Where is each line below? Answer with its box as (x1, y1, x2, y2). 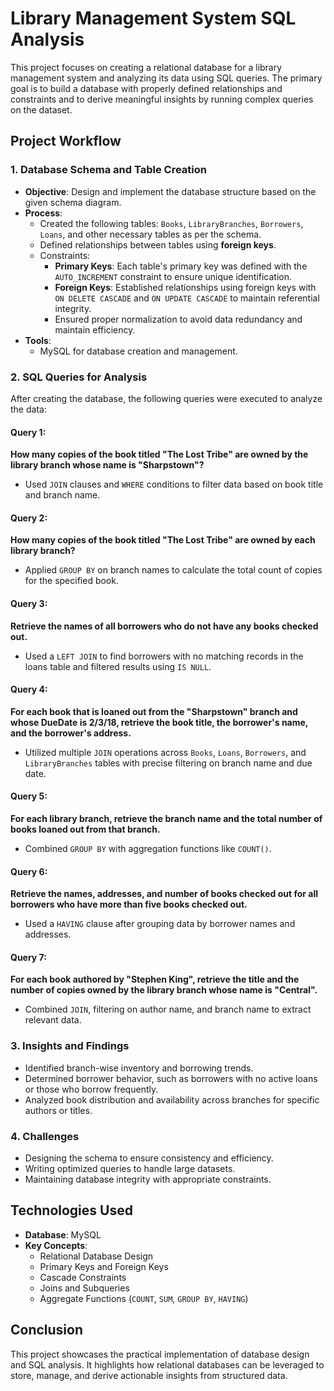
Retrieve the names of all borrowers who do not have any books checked (10, 620, 319, 632)
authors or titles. (24, 1104, 93, 1116)
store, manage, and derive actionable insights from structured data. (10, 1369, 288, 1381)
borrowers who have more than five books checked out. (10, 898, 248, 911)
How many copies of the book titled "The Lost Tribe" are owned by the (10, 448, 309, 461)
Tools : (24, 334, 52, 346)
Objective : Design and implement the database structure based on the (24, 185, 317, 197)
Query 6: (10, 865, 48, 877)
